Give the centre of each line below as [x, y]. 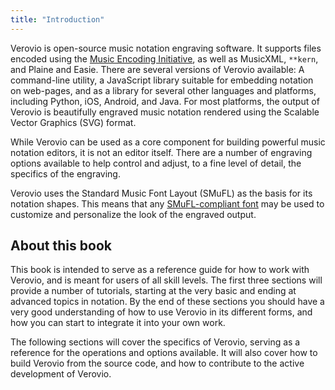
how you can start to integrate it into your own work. [118, 323]
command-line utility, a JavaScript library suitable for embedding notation [162, 80]
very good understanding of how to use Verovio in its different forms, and [161, 312]
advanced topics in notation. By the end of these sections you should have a [167, 302]
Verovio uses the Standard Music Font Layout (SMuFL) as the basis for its [161, 193]
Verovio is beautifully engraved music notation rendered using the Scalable [165, 112]
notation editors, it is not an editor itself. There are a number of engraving [161, 152]
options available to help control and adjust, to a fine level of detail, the [156, 163]
